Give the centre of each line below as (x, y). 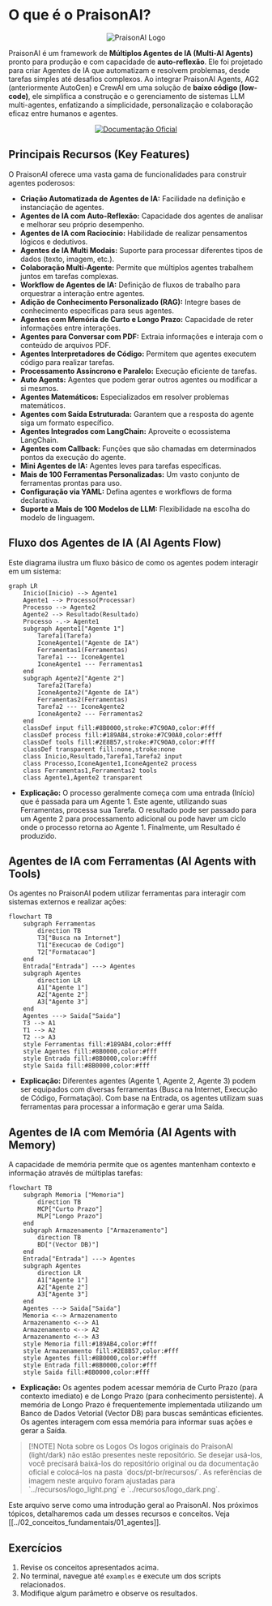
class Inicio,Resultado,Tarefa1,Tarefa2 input (103, 756)
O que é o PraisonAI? (80, 15)
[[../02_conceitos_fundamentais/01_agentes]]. (85, 1522)
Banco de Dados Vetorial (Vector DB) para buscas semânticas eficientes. (142, 1414)
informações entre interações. (70, 328)
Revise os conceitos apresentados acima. (89, 1567)
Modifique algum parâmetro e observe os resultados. (109, 1593)
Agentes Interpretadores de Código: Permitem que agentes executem (138, 354)
